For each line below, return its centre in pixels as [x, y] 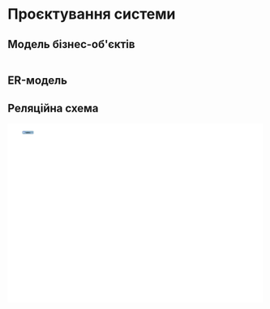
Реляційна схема [53, 108]
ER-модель [38, 81]
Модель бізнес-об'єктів [71, 44]
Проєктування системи [92, 14]
